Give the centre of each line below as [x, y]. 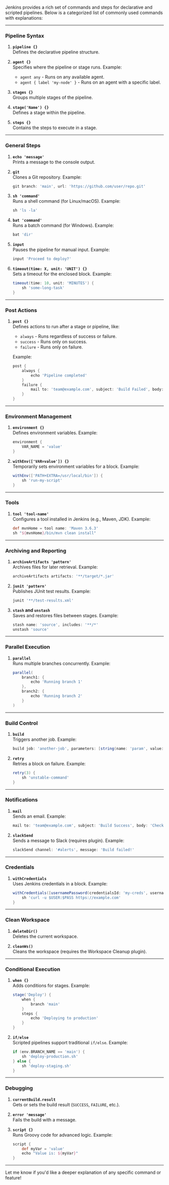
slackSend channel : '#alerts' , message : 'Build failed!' [73, 850]
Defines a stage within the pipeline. [49, 112]
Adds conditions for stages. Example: [51, 986]
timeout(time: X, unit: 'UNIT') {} [50, 269]
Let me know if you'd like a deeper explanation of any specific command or [83, 1172]
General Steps [23, 146]
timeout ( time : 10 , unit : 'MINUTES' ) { [53, 283]
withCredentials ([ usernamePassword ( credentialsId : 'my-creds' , [80, 893]
